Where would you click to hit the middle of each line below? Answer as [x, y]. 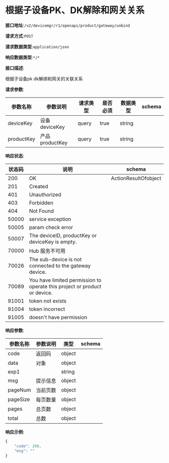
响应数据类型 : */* [23, 57]
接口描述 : [15, 68]
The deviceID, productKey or [63, 236]
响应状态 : [15, 156]
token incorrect [47, 309]
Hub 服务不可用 [47, 251]
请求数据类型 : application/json [37, 46]
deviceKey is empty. [53, 242]
